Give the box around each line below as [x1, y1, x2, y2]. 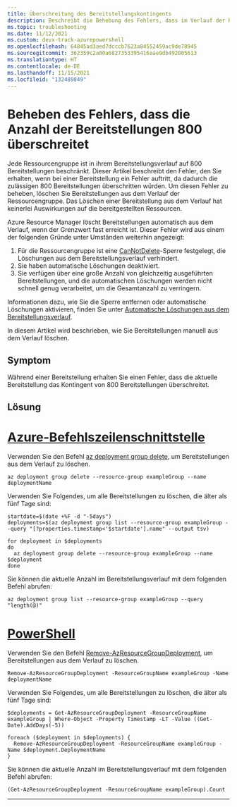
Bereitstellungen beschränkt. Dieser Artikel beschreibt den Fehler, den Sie [7, 167, 222, 175]
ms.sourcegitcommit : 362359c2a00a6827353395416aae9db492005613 [7, 50, 197, 57]
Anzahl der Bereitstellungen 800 [7, 121, 202, 137]
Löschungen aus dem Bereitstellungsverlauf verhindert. [17, 254, 180, 263]
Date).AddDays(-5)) [7, 722, 65, 729]
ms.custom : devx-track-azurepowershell [7, 37, 125, 44]
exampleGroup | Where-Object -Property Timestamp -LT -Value [7, 716, 191, 723]
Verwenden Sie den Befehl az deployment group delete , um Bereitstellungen [7, 452, 229, 461]
